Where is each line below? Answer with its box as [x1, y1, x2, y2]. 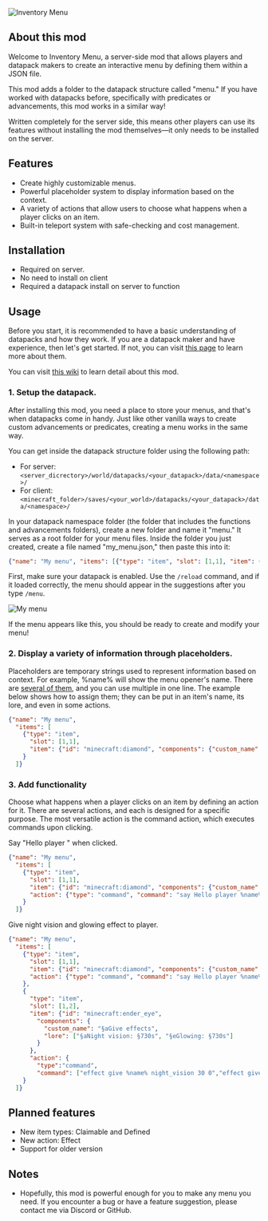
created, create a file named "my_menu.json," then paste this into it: [8, 541, 231, 551]
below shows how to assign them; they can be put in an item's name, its [8, 692, 245, 701]
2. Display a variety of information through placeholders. [8, 648, 233, 659]
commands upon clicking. [8, 823, 93, 832]
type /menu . [8, 589, 45, 598]
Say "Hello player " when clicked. [8, 838, 118, 848]
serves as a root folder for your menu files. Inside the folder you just [8, 533, 231, 543]
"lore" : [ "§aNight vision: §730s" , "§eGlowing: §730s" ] [43, 1032, 234, 1040]
